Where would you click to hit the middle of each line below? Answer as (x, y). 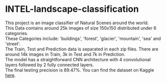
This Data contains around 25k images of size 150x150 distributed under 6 (81, 28)
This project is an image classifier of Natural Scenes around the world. (77, 23)
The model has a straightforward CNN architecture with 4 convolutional (78, 59)
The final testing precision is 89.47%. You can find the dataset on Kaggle (80, 70)
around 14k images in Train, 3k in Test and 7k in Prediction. (65, 54)
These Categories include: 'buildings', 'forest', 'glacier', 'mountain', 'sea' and (83, 39)
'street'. (13, 43)
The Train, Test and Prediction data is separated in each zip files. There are (82, 49)
